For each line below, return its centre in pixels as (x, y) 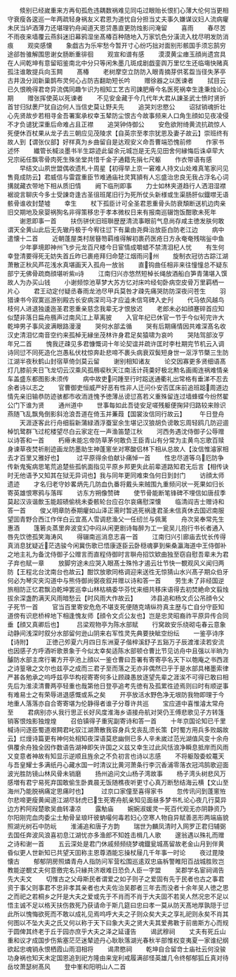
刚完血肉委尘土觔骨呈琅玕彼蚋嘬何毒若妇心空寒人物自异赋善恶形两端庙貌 (124, 817)
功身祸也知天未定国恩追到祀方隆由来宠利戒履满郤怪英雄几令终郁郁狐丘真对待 (118, 958)
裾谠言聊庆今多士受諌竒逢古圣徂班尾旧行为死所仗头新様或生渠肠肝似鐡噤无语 (118, 194)
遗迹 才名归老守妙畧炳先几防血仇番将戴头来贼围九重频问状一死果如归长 (116, 484)
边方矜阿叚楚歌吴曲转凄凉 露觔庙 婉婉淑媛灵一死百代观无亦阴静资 (113, 809)
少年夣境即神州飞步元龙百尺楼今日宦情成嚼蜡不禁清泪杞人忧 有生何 (122, 247)
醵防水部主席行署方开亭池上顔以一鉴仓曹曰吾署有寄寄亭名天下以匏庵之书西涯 (118, 659)
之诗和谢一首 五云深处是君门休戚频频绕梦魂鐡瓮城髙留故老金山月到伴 (113, 844)
